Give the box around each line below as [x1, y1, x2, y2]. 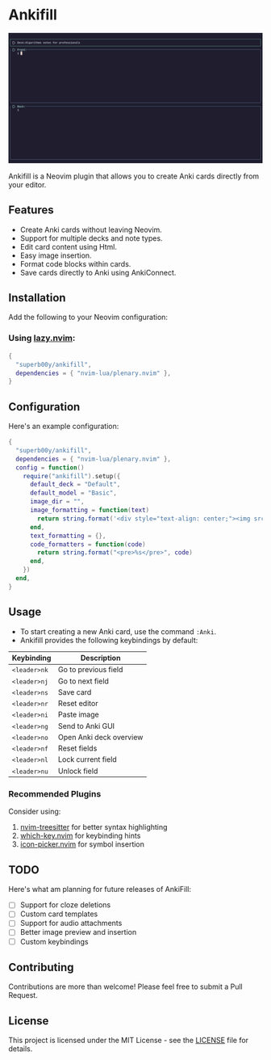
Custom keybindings [19, 936, 89, 946]
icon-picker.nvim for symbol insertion [19, 839, 145, 849]
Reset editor [57, 699, 98, 709]
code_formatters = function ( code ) [29, 540, 147, 549]
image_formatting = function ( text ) [29, 507, 150, 515]
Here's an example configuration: [8, 422, 119, 431]
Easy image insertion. [19, 250, 92, 260]
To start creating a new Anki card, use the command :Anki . [19, 626, 216, 636]
